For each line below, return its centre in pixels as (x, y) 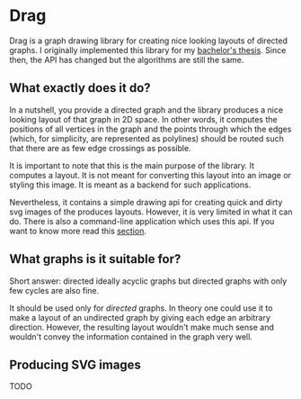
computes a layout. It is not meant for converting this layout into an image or (150, 175)
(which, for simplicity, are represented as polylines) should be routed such (147, 138)
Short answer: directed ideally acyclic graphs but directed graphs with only (148, 281)
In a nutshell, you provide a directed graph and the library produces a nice (146, 110)
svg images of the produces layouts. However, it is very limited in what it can (151, 212)
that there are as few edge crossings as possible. (100, 148)
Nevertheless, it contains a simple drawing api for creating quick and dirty (146, 202)
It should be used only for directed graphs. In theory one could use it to (141, 308)
